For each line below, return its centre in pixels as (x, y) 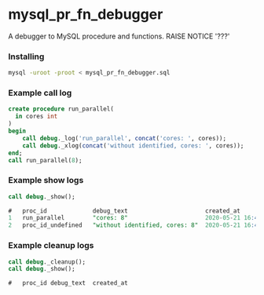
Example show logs (46, 180)
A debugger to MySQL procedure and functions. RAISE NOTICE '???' (119, 36)
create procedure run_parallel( (61, 109)
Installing (26, 56)
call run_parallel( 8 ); (45, 160)
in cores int (37, 117)
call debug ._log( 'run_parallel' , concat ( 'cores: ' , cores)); (124, 138)
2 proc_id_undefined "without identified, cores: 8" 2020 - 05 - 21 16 (130, 225)
